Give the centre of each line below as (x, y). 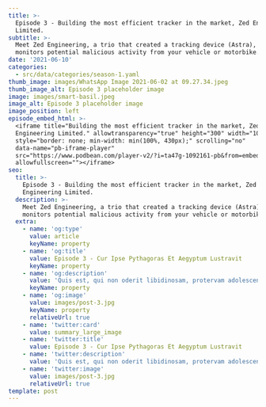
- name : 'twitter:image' (63, 369)
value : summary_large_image (76, 332)
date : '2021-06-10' (40, 60)
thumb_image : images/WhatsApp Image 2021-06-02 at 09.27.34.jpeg (118, 82)
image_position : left (44, 112)
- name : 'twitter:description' (74, 354)
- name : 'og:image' (55, 295)
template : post (33, 391)
